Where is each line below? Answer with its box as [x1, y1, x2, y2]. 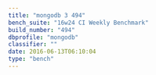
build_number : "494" [8, 26, 76, 34]
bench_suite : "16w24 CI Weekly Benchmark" [8, 19, 149, 27]
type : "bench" [8, 55, 55, 63]
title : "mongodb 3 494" [8, 11, 86, 20]
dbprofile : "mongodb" [8, 33, 79, 41]
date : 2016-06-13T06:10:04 [8, 48, 96, 55]
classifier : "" [8, 41, 58, 48]
